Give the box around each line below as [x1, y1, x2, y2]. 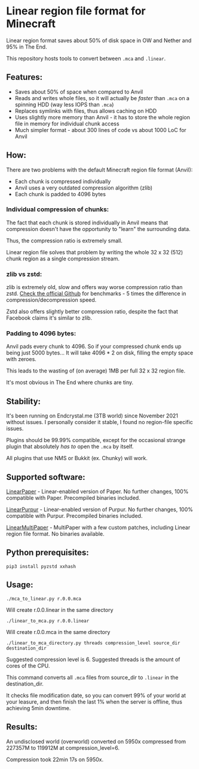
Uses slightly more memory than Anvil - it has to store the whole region [14, 113, 190, 121]
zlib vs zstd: [6, 270, 42, 278]
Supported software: [6, 472, 85, 482]
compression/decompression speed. [6, 296, 97, 304]
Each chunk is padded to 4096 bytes [14, 190, 106, 197]
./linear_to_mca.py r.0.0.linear [6, 618, 90, 624]
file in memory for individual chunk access [14, 120, 120, 127]
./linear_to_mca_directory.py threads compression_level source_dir [6, 640, 180, 646]
